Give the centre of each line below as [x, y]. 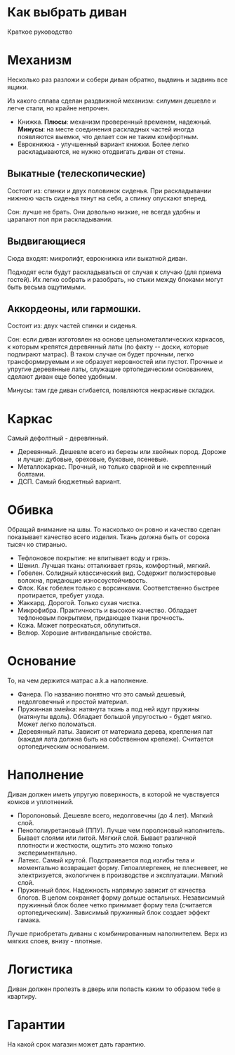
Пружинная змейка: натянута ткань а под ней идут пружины [108, 709]
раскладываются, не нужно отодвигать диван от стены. [101, 151]
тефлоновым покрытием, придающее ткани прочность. [101, 618]
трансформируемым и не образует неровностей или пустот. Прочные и [115, 362]
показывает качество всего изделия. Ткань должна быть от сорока [109, 537]
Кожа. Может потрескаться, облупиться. [79, 626]
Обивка [31, 510]
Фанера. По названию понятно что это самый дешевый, [102, 694]
